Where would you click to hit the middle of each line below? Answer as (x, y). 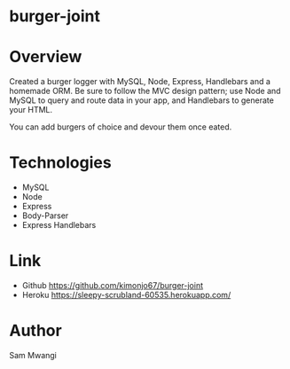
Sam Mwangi (33, 355)
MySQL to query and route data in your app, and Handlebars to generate (142, 100)
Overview (46, 57)
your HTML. (31, 110)
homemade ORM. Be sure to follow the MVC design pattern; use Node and (145, 91)
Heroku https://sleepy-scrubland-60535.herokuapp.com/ (126, 295)
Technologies (61, 163)
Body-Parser (45, 216)
